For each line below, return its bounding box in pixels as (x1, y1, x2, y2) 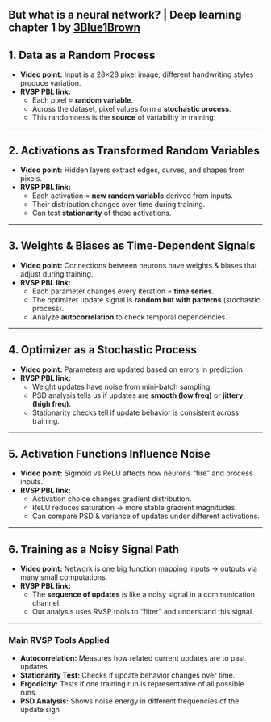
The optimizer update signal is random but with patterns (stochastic (31, 294, 261, 304)
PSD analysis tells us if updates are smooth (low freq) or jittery (31, 390, 244, 400)
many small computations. (19, 572, 108, 582)
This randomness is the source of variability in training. (31, 112, 216, 122)
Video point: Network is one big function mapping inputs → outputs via (19, 564, 258, 574)
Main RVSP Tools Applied (8, 635, 110, 646)
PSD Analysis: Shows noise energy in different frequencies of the (19, 696, 240, 706)
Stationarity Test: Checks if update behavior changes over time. (19, 670, 236, 680)
